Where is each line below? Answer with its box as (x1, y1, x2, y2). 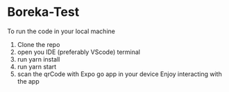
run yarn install (17, 55, 60, 63)
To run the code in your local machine (7, 27, 116, 35)
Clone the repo (17, 40, 60, 48)
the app (17, 77, 40, 85)
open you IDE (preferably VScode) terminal (17, 48, 141, 56)
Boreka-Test (7, 4, 80, 20)
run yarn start (17, 62, 57, 71)
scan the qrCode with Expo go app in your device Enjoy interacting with (17, 70, 222, 78)
